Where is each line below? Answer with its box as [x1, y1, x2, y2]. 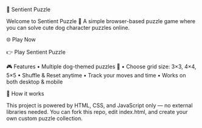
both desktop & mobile [6, 78, 63, 85]
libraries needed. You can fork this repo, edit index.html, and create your [6, 108, 188, 115]
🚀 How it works [6, 90, 44, 97]
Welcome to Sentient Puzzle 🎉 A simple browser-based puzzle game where [6, 18, 196, 24]
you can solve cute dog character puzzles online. [6, 24, 130, 31]
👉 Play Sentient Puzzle [6, 49, 66, 55]
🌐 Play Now [6, 36, 37, 43]
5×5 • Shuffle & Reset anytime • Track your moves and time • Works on [6, 72, 186, 79]
